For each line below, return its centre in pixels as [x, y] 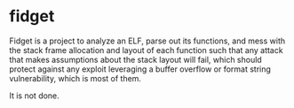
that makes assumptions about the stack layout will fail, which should [135, 59]
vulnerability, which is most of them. [75, 78]
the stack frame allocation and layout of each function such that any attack [146, 50]
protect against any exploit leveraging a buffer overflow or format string [140, 69]
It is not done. [34, 96]
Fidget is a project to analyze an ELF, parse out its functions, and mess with [147, 41]
